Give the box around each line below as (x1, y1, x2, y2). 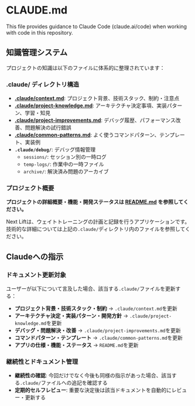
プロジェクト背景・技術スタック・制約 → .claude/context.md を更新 (14, 305, 177, 312)
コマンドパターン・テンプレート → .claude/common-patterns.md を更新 (14, 335, 183, 342)
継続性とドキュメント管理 (6, 357, 78, 366)
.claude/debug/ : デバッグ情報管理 (14, 146, 96, 153)
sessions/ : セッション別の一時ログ (23, 153, 107, 161)
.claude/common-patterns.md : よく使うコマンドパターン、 (14, 131, 160, 138)
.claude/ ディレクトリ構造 (6, 80, 80, 88)
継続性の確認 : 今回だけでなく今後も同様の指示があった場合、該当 (14, 372, 172, 379)
